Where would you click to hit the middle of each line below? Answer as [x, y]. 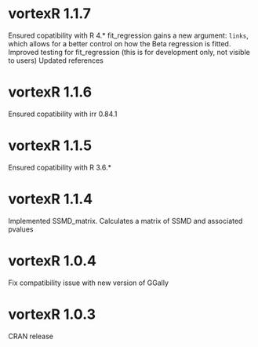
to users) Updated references [56, 60]
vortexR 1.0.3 [52, 314]
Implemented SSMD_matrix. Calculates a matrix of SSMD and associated [125, 221]
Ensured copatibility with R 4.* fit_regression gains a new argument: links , [128, 35]
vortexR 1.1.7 [50, 14]
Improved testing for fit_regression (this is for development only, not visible [129, 52]
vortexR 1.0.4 [52, 261]
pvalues [21, 229]
